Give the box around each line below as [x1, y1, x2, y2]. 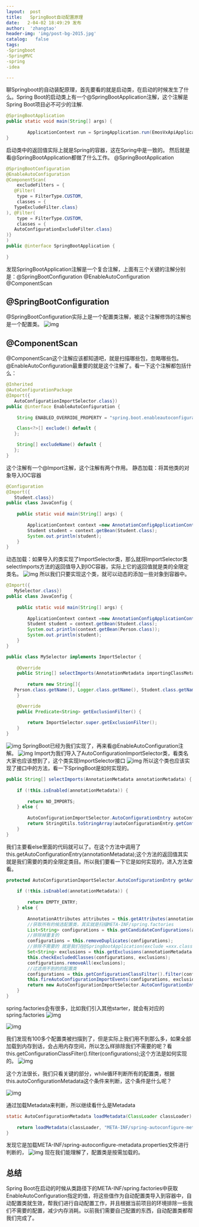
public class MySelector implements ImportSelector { [6, 654, 142, 660]
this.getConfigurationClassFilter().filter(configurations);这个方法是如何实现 [6, 1049, 188, 1057]
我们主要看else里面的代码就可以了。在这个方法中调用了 [6, 843, 141, 850]
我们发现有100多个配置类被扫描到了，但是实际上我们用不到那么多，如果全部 [6, 1035, 191, 1042]
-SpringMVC [6, 53, 33, 59]
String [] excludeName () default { [17, 442, 102, 448]
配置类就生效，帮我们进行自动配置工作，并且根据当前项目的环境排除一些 [11, 1200, 188, 1207]
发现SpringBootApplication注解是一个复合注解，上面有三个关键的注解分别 [6, 265, 185, 273]
